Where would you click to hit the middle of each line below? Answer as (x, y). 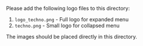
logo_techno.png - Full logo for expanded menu (71, 19)
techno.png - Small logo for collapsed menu (67, 26)
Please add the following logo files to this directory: (68, 8)
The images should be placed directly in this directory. (72, 37)
